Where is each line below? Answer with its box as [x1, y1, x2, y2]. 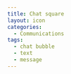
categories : [7, 23, 42, 30]
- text [13, 50, 33, 57]
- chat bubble [13, 43, 55, 50]
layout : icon [7, 17, 46, 24]
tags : [7, 37, 23, 44]
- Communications [13, 30, 65, 37]
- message [13, 56, 42, 63]
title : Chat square [7, 10, 65, 18]
